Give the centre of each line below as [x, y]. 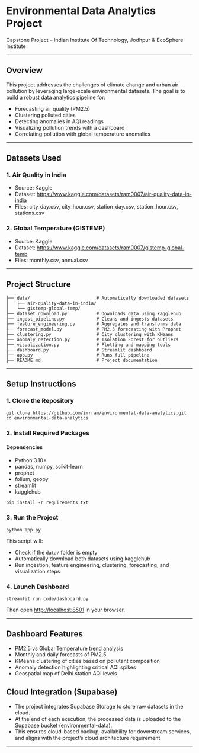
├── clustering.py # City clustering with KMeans [90, 334]
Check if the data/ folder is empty [56, 552]
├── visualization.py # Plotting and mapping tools [88, 345]
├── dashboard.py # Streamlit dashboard [79, 350]
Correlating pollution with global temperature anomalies [83, 134]
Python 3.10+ [31, 460]
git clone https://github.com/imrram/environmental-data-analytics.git [96, 413]
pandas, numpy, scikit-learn [49, 467]
